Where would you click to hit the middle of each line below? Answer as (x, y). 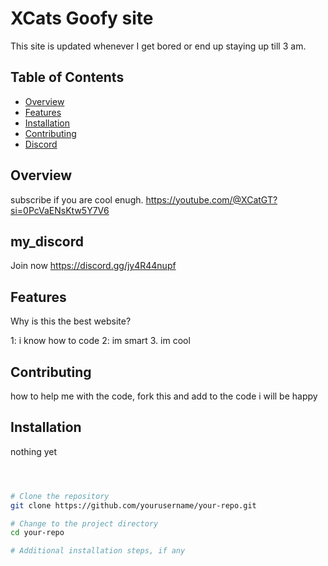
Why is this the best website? (71, 321)
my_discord (47, 241)
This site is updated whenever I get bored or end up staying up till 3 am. (158, 46)
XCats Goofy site (82, 18)
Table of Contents (67, 77)
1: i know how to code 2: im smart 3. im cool (100, 341)
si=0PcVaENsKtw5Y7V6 (60, 210)
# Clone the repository (60, 496)
